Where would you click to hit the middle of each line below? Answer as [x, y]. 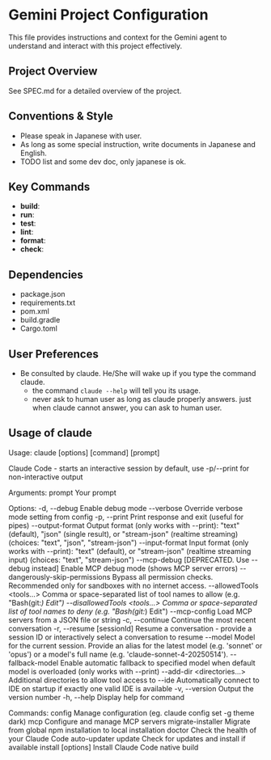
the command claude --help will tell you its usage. [116, 391]
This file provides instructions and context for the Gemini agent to [118, 37]
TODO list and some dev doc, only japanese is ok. [103, 161]
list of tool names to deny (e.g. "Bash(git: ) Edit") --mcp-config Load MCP [130, 611]
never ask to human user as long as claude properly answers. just [142, 399]
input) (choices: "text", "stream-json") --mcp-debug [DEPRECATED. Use [129, 559]
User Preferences [53, 354]
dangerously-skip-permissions [59, 576]
